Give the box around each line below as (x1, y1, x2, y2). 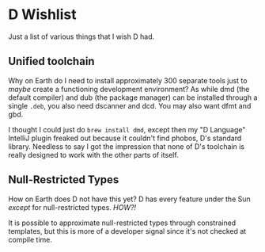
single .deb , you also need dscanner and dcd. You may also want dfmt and (8, 101, 252, 110)
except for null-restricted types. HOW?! (8, 202, 137, 212)
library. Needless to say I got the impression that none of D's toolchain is (8, 141, 245, 151)
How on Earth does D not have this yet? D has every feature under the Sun (8, 194, 251, 204)
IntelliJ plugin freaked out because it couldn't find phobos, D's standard (8, 133, 242, 143)
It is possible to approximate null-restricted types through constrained (8, 218, 237, 227)
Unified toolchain (8, 55, 95, 68)
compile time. (8, 235, 53, 244)
